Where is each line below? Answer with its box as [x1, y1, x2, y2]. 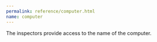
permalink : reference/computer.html [6, 8, 95, 14]
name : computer [6, 14, 43, 20]
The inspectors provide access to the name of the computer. [6, 29, 152, 36]
